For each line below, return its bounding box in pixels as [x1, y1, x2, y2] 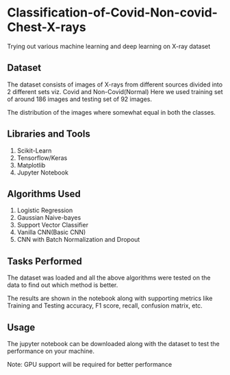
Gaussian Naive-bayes [16, 214, 81, 222]
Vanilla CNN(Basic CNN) [16, 228, 86, 236]
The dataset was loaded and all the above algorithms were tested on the [7, 273, 211, 282]
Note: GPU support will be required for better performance [7, 361, 172, 368]
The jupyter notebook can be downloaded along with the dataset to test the [7, 340, 220, 348]
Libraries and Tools [7, 128, 90, 140]
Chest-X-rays [7, 19, 87, 35]
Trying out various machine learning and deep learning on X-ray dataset [7, 42, 211, 50]
